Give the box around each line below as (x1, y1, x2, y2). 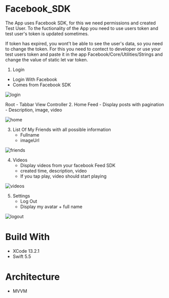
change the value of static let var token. (5, 56, 88, 62)
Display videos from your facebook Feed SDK (20, 162, 116, 168)
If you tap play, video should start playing (20, 173, 107, 179)
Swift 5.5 (12, 253, 31, 259)
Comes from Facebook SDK (12, 82, 71, 88)
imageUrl (20, 137, 40, 143)
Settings (12, 192, 30, 198)
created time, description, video (20, 168, 87, 174)
